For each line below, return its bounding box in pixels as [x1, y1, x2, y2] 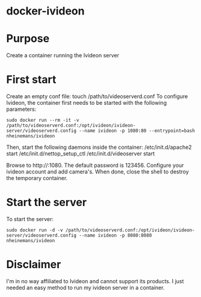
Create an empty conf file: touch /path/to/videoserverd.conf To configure [6, 93, 188, 100]
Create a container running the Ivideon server [6, 52, 119, 59]
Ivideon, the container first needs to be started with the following [6, 99, 167, 107]
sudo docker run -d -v [6, 227, 63, 233]
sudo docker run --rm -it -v [6, 117, 79, 123]
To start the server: [6, 216, 54, 222]
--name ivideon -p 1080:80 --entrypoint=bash [79, 128, 196, 134]
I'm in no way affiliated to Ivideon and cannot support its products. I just [6, 277, 184, 284]
